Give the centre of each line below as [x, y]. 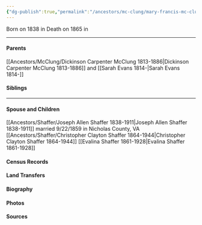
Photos [15, 203]
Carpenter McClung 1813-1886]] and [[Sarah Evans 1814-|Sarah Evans [93, 68]
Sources [17, 217]
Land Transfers [26, 175]
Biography [20, 189]
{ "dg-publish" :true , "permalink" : [48, 12]
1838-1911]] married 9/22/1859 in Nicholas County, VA [73, 129]
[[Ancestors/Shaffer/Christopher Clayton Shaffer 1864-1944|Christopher [96, 135]
